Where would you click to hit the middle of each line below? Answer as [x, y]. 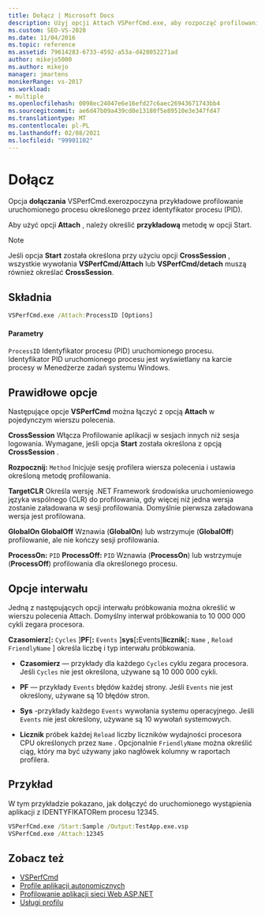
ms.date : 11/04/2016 [42, 38]
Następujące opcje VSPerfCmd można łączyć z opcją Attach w [112, 412]
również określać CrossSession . [61, 273]
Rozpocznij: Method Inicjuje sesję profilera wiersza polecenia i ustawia [122, 468]
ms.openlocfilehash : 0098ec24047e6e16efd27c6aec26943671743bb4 [114, 104]
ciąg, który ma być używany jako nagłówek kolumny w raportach [125, 751]
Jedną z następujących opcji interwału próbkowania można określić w [122, 607]
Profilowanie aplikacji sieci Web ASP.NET [86, 894]
